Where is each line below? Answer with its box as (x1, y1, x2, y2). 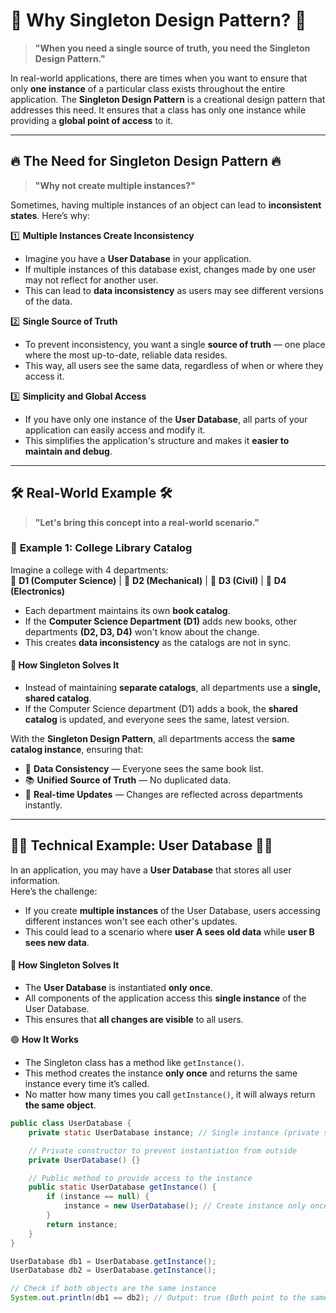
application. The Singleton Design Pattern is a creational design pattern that (10, 93, 326, 105)
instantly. (24, 799, 63, 811)
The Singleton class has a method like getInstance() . (24, 1057, 245, 1069)
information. (10, 874, 61, 886)
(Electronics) (10, 585, 66, 597)
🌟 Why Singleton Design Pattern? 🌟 (10, 9, 307, 32)
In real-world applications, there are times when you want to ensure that (10, 72, 308, 84)
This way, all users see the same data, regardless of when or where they (24, 359, 324, 371)
